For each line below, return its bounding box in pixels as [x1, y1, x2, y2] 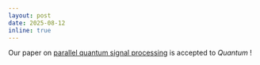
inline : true [8, 26, 52, 34]
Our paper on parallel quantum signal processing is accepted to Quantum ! [8, 48, 252, 58]
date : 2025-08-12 [8, 19, 66, 27]
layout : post [8, 11, 52, 20]
